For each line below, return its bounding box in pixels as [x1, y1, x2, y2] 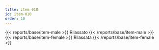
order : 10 [5, 16, 26, 21]
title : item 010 [5, 7, 38, 12]
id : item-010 [5, 12, 32, 17]
